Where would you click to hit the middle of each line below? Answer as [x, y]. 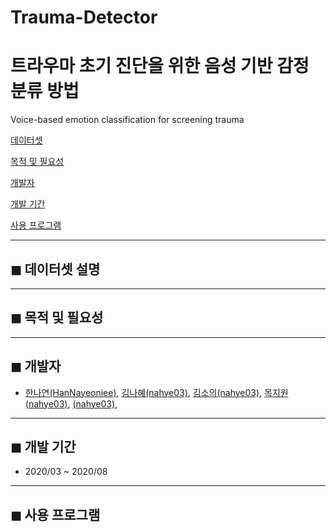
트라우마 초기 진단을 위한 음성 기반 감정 [160, 66]
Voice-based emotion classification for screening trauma [127, 120]
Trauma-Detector [84, 17]
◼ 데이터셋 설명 [55, 269]
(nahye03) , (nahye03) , [71, 403]
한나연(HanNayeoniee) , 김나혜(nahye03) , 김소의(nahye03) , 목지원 [156, 392]
